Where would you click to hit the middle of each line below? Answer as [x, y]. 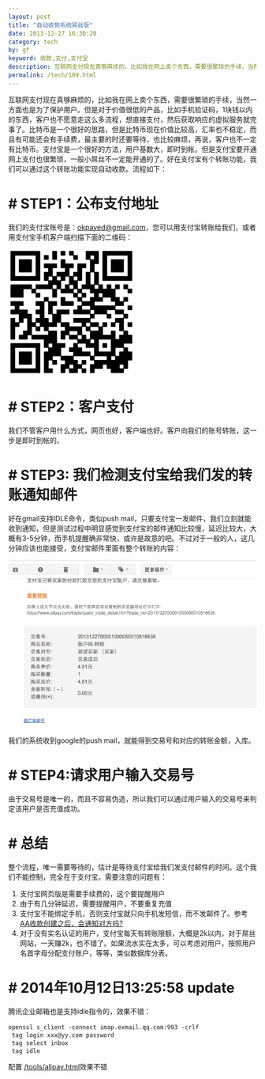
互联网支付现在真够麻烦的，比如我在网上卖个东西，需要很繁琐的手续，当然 [129, 100]
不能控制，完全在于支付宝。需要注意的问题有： [91, 877]
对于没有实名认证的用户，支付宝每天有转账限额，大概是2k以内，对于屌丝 [138, 933]
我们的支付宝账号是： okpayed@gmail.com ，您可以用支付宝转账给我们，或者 [132, 227]
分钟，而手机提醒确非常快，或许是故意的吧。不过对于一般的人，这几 [144, 538]
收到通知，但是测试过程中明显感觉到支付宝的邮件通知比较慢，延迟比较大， [129, 528]
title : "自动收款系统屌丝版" [50, 25]
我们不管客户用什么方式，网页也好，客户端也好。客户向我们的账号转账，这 [129, 430]
